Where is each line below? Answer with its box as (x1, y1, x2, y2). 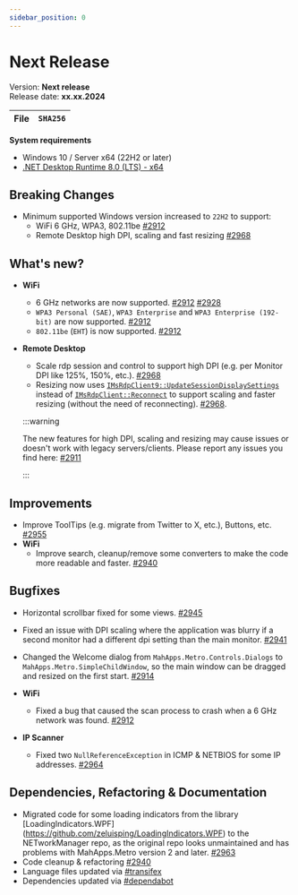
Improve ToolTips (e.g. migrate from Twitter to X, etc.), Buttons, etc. (21, 520, 272, 529)
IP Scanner (21, 732, 64, 743)
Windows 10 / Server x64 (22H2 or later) (21, 151, 173, 162)
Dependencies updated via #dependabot (21, 875, 175, 886)
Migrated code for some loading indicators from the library (21, 808, 239, 820)
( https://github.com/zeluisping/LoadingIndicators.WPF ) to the (21, 828, 250, 839)
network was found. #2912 (35, 714, 134, 726)
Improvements (9, 495, 92, 511)
